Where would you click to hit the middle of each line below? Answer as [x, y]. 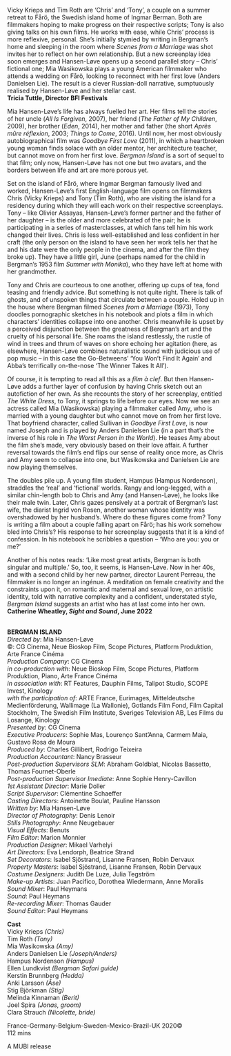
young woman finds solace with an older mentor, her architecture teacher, [112, 148]
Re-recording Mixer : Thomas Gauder [59, 903]
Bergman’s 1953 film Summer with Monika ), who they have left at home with [115, 264]
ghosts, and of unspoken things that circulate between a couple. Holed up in [115, 299]
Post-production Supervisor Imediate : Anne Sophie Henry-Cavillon [102, 779]
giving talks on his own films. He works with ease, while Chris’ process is [111, 32]
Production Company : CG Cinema [55, 661]
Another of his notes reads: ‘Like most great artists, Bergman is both [104, 560]
